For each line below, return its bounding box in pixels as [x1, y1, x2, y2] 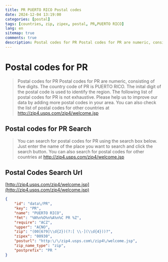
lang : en [5, 26, 23, 31]
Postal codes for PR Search [5, 125, 91, 133]
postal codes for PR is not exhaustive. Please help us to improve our [17, 94, 158, 100]
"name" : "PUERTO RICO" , [14, 210, 64, 215]
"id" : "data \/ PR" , [14, 201, 52, 206]
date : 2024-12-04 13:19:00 [5, 12, 61, 17]
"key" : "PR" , [14, 206, 41, 211]
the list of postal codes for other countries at [17, 105, 109, 111]
